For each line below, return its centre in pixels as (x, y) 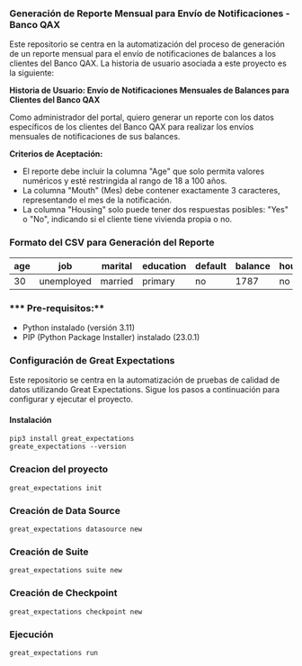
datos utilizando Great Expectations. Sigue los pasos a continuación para (145, 390)
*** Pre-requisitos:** (57, 308)
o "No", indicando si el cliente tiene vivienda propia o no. (127, 220)
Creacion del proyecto (59, 469)
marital (117, 265)
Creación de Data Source (65, 510)
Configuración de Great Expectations (92, 360)
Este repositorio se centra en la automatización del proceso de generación (147, 44)
